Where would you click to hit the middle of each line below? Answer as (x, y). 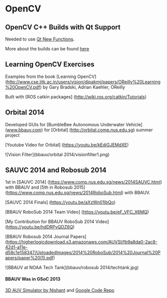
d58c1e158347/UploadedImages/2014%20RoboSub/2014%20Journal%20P (83, 253)
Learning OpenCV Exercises (50, 65)
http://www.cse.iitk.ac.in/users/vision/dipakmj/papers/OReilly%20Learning (84, 82)
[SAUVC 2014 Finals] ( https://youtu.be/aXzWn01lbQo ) (60, 202)
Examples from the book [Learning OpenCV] (51, 76)
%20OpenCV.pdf (23, 87)
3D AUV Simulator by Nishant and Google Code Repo (60, 290)
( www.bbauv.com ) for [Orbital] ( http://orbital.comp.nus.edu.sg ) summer (79, 130)
